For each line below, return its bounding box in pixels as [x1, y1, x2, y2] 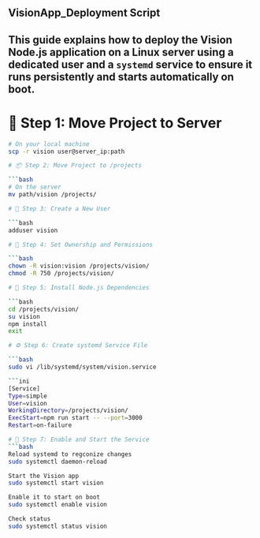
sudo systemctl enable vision [8, 501, 108, 509]
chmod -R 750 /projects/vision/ [8, 270, 114, 278]
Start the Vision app [8, 472, 80, 480]
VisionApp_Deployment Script [8, 6, 161, 20]
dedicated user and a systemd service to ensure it [8, 58, 253, 71]
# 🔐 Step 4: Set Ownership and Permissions [8, 241, 154, 248]
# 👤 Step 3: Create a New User [8, 204, 111, 212]
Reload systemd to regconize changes [8, 450, 132, 458]
